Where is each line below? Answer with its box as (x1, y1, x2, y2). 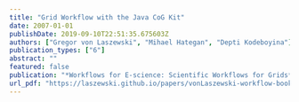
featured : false (9, 63, 69, 72)
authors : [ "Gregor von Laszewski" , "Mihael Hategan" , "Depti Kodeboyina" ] (9, 37, 293, 47)
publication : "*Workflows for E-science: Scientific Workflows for (9, 71, 265, 80)
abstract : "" (9, 54, 58, 63)
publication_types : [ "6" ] (9, 46, 105, 55)
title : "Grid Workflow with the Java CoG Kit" (9, 12, 185, 22)
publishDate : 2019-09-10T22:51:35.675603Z (9, 29, 169, 38)
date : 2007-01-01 (9, 21, 74, 30)
